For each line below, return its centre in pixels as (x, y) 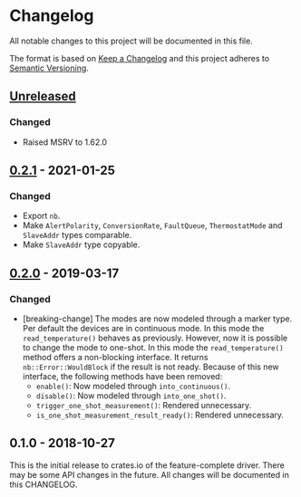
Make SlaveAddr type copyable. (81, 244)
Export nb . (41, 216)
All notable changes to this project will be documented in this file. (131, 41)
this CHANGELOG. (44, 484)
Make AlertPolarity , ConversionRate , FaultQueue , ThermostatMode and (152, 225)
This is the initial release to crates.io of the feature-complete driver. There (147, 465)
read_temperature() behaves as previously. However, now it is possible (155, 338)
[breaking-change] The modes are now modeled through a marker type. (157, 319)
